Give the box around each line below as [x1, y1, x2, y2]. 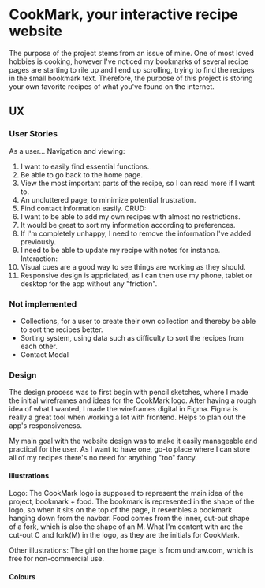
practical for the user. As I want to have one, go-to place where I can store [9, 445, 251, 454]
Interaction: [20, 254, 58, 263]
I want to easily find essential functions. [20, 162, 150, 171]
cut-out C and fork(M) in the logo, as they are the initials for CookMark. [9, 530, 240, 540]
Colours [9, 572, 36, 582]
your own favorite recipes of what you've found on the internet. [9, 81, 215, 91]
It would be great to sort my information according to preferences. [20, 220, 236, 229]
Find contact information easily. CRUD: [20, 203, 147, 213]
